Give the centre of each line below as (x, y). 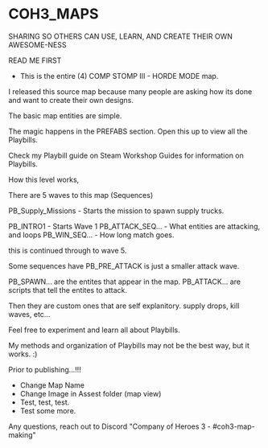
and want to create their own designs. (71, 100)
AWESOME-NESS (37, 44)
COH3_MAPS (54, 14)
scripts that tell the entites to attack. (68, 290)
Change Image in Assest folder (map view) (91, 393)
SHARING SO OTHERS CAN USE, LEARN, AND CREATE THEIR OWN (121, 36)
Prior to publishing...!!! (45, 369)
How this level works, (44, 179)
